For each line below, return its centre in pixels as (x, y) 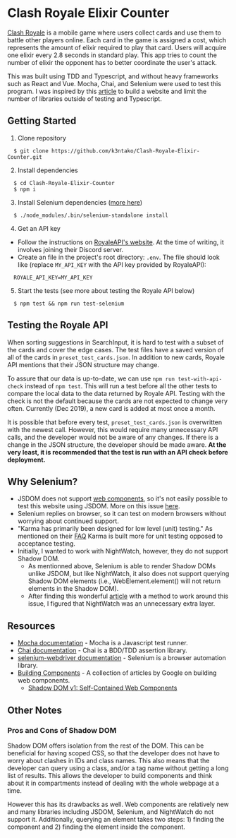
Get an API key (39, 228)
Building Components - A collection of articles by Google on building (117, 673)
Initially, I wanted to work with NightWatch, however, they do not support (123, 551)
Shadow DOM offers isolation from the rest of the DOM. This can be (106, 746)
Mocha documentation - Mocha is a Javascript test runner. (103, 643)
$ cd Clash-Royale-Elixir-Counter (64, 183)
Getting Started (42, 121)
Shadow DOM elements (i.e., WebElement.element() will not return (124, 581)
